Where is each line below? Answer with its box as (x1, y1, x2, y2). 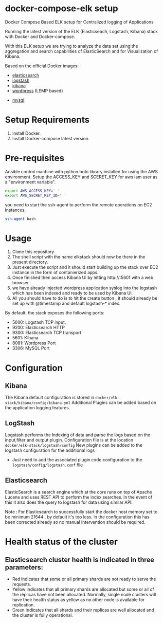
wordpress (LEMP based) (12, 88, 63, 93)
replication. (12, 602, 35, 607)
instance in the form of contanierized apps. (12, 270, 99, 275)
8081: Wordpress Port (12, 340, 56, 346)
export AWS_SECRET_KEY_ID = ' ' (5, 193, 67, 198)
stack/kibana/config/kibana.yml (5, 401, 71, 405)
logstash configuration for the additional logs (5, 447, 95, 453)
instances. (5, 207, 26, 213)
